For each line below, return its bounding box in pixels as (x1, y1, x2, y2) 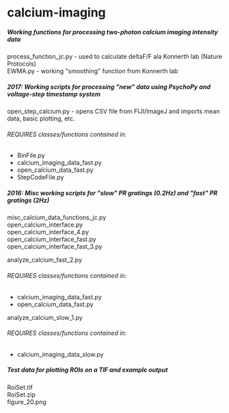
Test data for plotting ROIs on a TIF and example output (7, 366, 168, 374)
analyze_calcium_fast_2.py (7, 255, 83, 264)
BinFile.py (16, 151, 46, 160)
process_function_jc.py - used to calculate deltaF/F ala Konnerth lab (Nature (7, 53, 222, 61)
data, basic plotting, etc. (7, 114, 75, 123)
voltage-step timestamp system (7, 90, 101, 98)
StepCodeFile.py (16, 173, 64, 182)
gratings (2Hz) (7, 196, 50, 204)
